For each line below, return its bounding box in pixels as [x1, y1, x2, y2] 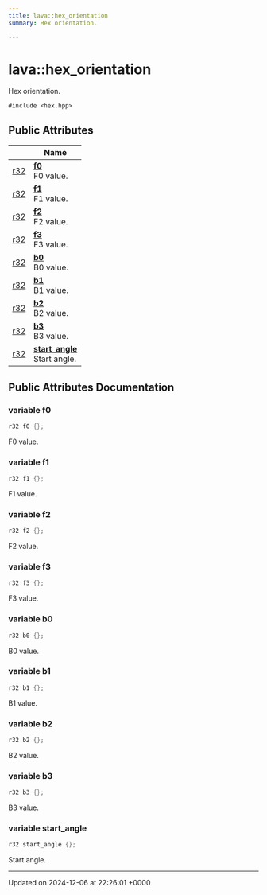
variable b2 [8, 718, 53, 729]
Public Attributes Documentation [8, 380, 175, 394]
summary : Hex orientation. [8, 19, 98, 27]
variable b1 [8, 666, 51, 677]
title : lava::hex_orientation [8, 11, 109, 20]
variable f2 [8, 508, 51, 519]
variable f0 [8, 404, 52, 415]
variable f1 [8, 457, 49, 468]
